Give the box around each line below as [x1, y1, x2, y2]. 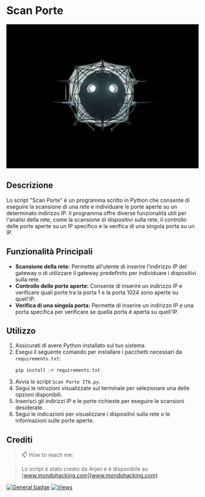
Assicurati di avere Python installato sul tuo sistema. [15, 342, 146, 349]
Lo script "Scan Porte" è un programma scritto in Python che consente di [6, 196, 190, 204]
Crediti [6, 434, 33, 445]
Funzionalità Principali [6, 246, 93, 257]
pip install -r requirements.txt [15, 367, 101, 374]
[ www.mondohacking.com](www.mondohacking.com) [21, 472, 158, 479]
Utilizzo [6, 326, 36, 336]
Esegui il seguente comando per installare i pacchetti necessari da [15, 348, 182, 356]
